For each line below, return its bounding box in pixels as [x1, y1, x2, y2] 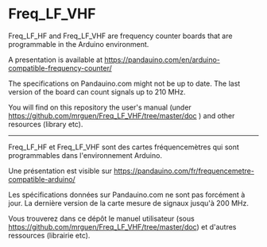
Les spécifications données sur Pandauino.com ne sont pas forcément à [8, 190, 246, 199]
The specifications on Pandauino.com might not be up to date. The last [8, 79, 241, 88]
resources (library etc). [8, 119, 83, 129]
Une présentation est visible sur [8, 166, 113, 176]
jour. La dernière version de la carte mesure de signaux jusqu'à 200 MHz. [8, 198, 249, 207]
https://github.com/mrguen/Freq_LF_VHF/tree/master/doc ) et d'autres [8, 222, 237, 231]
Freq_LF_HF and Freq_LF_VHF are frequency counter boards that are [8, 31, 233, 41]
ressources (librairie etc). [8, 230, 91, 240]
